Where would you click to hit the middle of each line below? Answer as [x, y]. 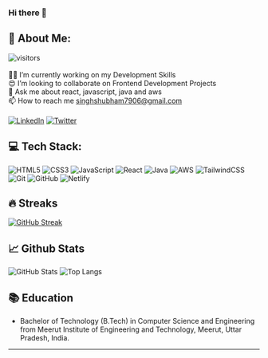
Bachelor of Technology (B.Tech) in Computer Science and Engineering [137, 321]
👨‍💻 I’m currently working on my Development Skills [92, 74]
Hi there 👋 [28, 13]
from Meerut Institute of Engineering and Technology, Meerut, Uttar [130, 329]
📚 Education [41, 298]
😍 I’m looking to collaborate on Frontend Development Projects [112, 83]
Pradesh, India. [45, 337]
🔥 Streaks [33, 203]
